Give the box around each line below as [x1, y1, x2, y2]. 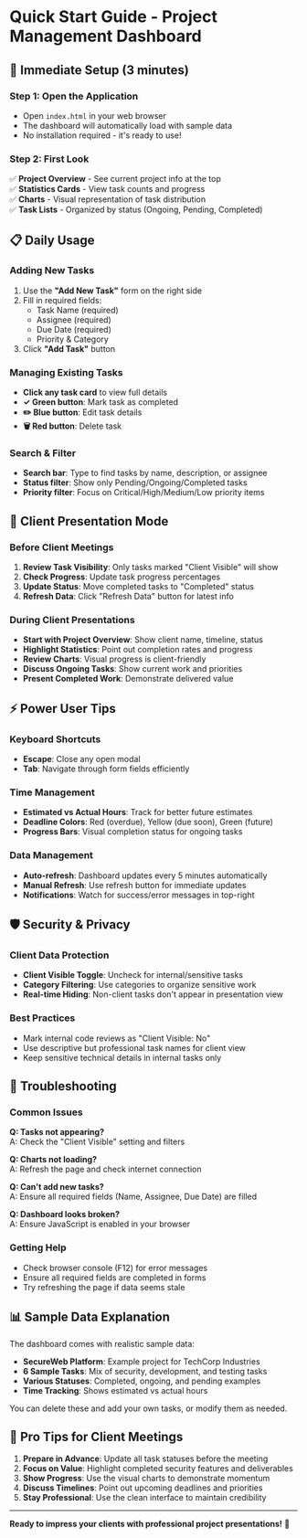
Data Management [9, 849, 94, 862]
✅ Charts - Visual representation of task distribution [9, 194, 206, 205]
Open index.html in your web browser [22, 110, 166, 121]
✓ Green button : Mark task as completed [22, 397, 179, 408]
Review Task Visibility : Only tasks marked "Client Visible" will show [22, 562, 279, 573]
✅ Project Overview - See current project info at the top [9, 174, 221, 185]
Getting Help [9, 1241, 67, 1254]
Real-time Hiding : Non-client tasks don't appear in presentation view [22, 989, 284, 1000]
